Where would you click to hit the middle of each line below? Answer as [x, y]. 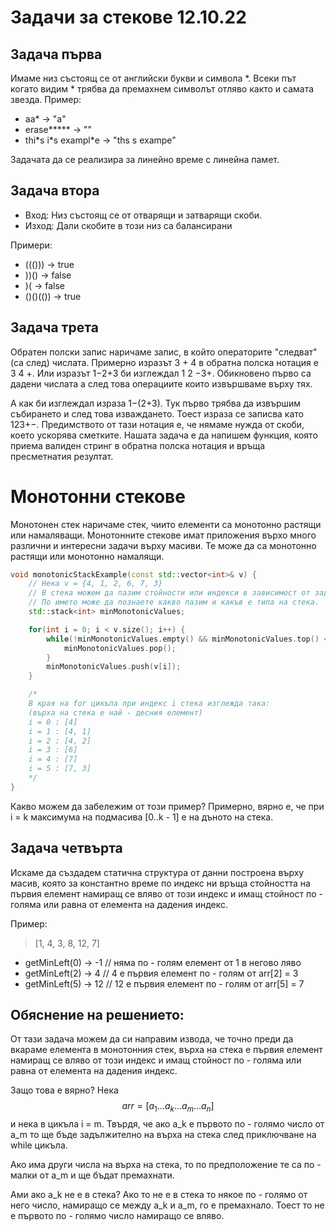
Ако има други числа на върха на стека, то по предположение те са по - [166, 1165]
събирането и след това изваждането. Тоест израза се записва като [157, 413]
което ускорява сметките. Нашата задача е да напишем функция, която [164, 435]
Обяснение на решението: [97, 1015]
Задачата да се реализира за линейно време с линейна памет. [145, 159]
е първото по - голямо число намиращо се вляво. [117, 1216]
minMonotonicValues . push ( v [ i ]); [114, 667]
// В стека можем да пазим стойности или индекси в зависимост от [169, 593]
